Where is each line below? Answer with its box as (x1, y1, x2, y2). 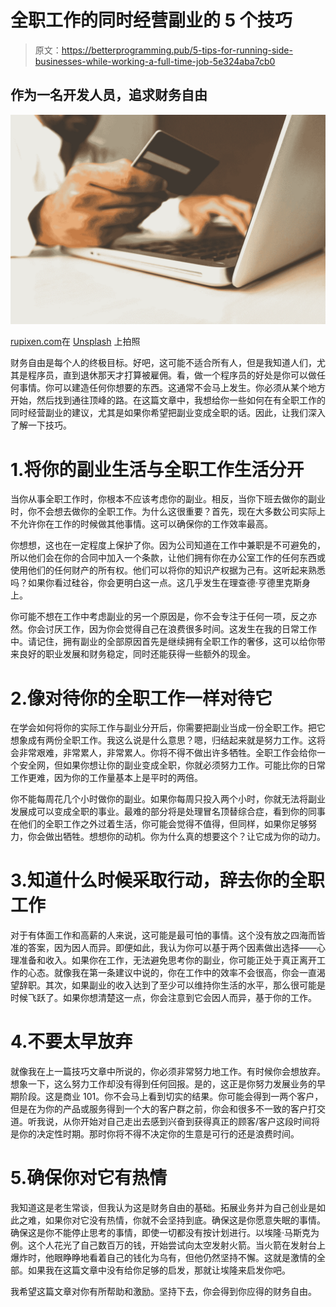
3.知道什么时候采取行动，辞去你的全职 (10, 869, 325, 892)
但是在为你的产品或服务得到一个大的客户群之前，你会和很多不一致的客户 (10, 1103, 308, 1115)
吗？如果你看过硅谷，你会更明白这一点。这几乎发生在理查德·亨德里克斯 (10, 577, 303, 589)
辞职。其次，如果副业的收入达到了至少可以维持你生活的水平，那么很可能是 (18, 979, 326, 991)
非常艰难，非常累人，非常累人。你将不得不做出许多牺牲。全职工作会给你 (18, 747, 317, 759)
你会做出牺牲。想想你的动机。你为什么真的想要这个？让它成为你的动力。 (27, 831, 326, 843)
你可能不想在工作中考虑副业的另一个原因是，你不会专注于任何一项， (10, 611, 291, 623)
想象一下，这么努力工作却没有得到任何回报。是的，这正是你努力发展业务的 (10, 1078, 317, 1090)
